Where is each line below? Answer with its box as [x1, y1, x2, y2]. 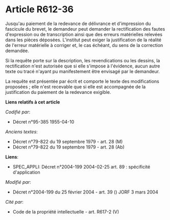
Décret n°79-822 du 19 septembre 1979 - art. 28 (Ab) [12, 144, 125, 150]
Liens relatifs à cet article [5, 99, 60, 105]
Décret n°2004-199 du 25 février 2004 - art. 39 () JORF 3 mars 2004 [12, 189, 158, 195]
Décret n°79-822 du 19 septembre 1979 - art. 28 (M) [12, 138, 123, 144]
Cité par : [5, 199, 24, 205]
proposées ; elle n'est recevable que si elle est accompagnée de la [5, 83, 146, 90]
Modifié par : [5, 179, 32, 185]
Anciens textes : [5, 129, 38, 135]
